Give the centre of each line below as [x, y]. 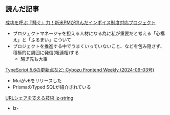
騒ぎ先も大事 [34, 59]
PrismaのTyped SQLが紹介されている [52, 87]
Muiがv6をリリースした [37, 80]
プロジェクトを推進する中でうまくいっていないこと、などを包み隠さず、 [89, 46]
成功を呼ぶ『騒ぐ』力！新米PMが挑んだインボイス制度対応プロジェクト [81, 22]
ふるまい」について [51, 39]
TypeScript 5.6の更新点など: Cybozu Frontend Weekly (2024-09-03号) [80, 70]
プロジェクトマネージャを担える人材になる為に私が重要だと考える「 [84, 33]
